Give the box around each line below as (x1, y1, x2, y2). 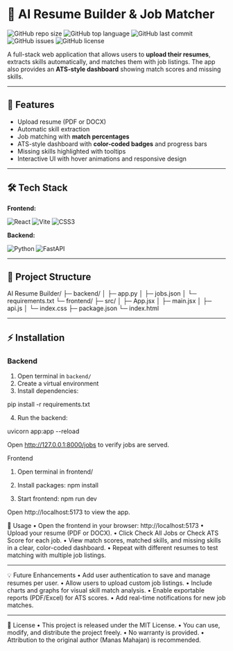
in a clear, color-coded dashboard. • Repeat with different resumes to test (7, 544, 218, 552)
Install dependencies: (17, 387, 79, 395)
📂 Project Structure (7, 271, 92, 282)
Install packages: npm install (17, 481, 99, 490)
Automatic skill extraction (17, 124, 90, 133)
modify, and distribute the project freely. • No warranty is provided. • (7, 629, 205, 637)
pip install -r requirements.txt (7, 400, 90, 409)
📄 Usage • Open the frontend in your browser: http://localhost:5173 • (7, 522, 205, 530)
